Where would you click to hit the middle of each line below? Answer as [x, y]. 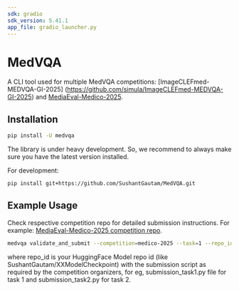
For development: [33, 170]
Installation [33, 119]
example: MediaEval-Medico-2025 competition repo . [85, 230]
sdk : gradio [25, 14]
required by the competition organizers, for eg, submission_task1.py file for [117, 272]
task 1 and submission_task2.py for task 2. [69, 279]
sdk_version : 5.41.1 [38, 21]
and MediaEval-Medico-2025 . [79, 97]
